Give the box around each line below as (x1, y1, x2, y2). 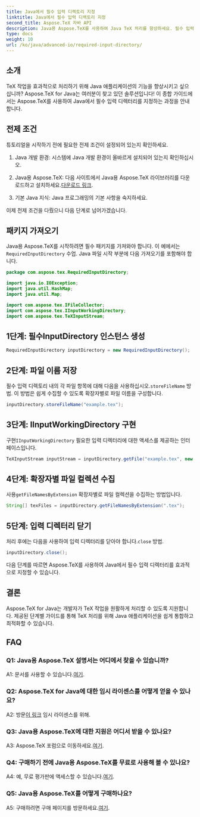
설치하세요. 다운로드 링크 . (35, 181, 93, 188)
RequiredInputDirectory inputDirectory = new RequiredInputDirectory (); (6, 347, 190, 354)
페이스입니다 (6, 444, 36, 451)
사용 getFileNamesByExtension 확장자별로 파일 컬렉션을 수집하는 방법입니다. (6, 491, 182, 498)
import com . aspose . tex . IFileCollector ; (6, 302, 105, 308)
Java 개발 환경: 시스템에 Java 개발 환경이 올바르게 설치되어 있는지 (14, 153, 168, 161)
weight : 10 (6, 36, 33, 42)
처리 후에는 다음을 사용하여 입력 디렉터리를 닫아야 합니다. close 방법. (6, 538, 164, 544)
